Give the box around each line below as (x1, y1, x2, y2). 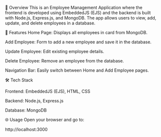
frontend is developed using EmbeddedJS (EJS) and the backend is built (5, 10, 151, 16)
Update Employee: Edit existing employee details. (5, 49, 104, 54)
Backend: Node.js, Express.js (5, 98, 64, 103)
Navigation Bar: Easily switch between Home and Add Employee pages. (5, 67, 149, 73)
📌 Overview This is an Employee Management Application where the (5, 5, 142, 10)
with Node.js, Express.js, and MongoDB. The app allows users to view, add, (5, 15, 157, 20)
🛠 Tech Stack (5, 77, 33, 83)
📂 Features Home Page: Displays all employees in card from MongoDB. (5, 30, 148, 35)
